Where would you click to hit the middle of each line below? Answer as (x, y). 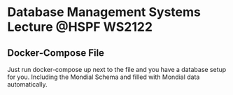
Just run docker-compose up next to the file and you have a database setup (117, 70)
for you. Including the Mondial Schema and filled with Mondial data (104, 77)
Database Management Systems (104, 12)
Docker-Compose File (56, 53)
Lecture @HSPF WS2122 (80, 27)
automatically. (27, 84)
